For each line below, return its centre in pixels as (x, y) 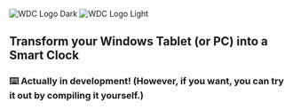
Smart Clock (44, 55)
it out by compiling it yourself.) (77, 96)
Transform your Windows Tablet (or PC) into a (139, 41)
